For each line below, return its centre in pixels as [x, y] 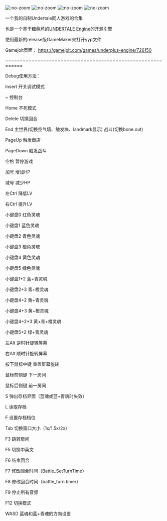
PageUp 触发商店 [23, 140]
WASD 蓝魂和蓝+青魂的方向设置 [38, 513]
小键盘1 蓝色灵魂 [22, 225]
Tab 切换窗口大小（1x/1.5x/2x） [38, 428]
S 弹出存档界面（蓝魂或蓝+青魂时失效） [46, 396]
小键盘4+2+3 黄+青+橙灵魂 [33, 321]
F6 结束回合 [17, 460]
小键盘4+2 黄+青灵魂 [27, 300]
